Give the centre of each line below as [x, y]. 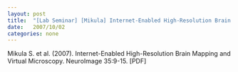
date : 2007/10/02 [36, 27]
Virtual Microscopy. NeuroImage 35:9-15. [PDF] [77, 61]
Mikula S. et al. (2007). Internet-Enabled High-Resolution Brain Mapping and [119, 54]
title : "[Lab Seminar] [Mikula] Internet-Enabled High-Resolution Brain [119, 20]
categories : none [33, 34]
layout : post [27, 14]
